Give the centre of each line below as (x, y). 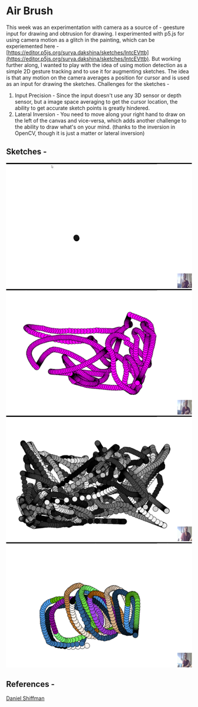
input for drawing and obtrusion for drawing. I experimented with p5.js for (95, 33)
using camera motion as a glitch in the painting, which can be (80, 40)
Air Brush (30, 11)
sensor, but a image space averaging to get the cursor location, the (96, 101)
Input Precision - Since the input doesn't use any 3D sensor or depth (98, 95)
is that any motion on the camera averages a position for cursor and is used (98, 78)
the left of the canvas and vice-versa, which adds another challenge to (100, 120)
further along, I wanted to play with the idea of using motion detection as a (97, 65)
